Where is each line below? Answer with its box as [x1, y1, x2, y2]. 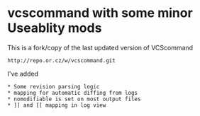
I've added [7, 69, 39, 78]
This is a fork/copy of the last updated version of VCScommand [7, 43, 194, 52]
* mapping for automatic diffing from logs [7, 89, 138, 96]
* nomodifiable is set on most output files [7, 95, 141, 103]
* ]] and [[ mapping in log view [7, 101, 106, 109]
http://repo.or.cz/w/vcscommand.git [7, 57, 116, 64]
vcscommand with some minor [7, 5, 193, 21]
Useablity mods [7, 20, 102, 36]
